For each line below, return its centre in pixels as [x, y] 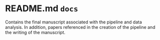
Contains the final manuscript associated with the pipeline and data [74, 22]
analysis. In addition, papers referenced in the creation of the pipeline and [80, 27]
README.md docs [42, 9]
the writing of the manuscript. [35, 32]
